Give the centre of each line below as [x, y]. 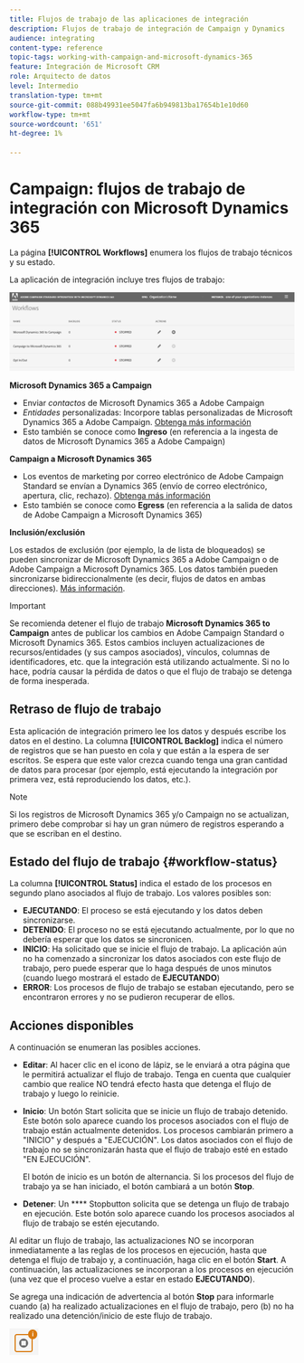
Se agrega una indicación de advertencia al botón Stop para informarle [142, 1297]
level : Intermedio [44, 86]
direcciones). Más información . [67, 588]
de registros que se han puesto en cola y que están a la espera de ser [139, 750]
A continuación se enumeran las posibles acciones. [105, 1047]
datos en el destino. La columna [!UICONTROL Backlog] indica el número [146, 741]
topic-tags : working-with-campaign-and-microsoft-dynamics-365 [131, 57]
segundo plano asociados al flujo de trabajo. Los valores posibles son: [140, 893]
